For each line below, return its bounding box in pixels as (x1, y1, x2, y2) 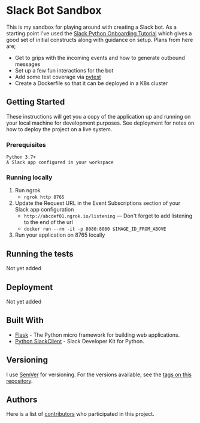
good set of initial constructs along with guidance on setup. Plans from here (6, 36, 193, 43)
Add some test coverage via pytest (14, 73, 101, 80)
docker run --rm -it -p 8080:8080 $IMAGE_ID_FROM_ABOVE (23, 226, 166, 232)
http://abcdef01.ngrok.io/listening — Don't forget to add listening (23, 212, 193, 219)
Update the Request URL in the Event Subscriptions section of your (14, 200, 181, 207)
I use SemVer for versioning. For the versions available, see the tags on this (6, 371, 192, 378)
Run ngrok (14, 187, 41, 194)
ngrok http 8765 (23, 194, 65, 201)
